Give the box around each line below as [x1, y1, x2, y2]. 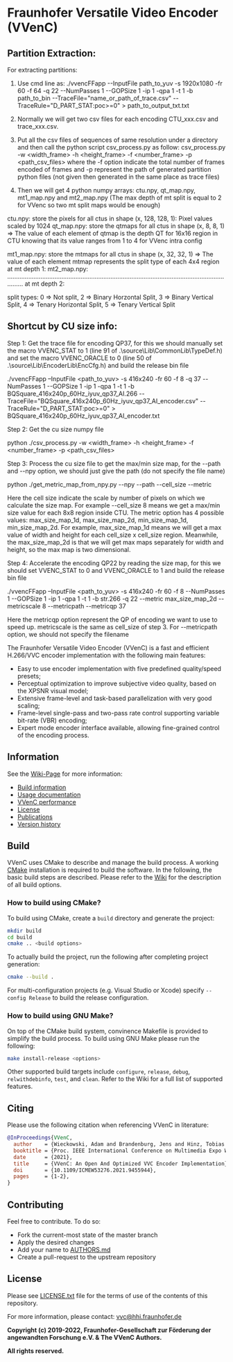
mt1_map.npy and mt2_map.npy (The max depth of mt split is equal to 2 [17, 193, 222, 202]
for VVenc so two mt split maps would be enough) [17, 201, 161, 209]
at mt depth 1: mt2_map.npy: [7, 265, 89, 273]
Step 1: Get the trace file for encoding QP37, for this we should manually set [7, 339, 223, 347]
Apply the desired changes [17, 1238, 95, 1247]
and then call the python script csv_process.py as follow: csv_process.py [17, 143, 226, 151]
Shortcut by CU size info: [7, 321, 118, 332]
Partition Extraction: [7, 47, 96, 59]
